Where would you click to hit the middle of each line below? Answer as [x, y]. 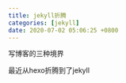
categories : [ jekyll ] [44, 23]
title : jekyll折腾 [37, 15]
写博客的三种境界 [36, 54]
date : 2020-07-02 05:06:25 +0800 [63, 30]
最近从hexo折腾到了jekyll [49, 70]
